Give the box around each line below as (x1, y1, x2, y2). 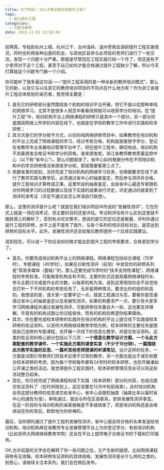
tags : (5, 12, 16, 17)
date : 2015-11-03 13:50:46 (5, 30, 60, 35)
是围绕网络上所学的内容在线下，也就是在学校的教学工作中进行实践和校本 (12, 120, 158, 125)
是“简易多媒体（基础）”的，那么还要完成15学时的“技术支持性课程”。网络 (12, 267, 155, 273)
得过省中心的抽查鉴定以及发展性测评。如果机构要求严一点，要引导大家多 (12, 298, 158, 304)
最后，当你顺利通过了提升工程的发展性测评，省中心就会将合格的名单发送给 (5, 419, 155, 424)
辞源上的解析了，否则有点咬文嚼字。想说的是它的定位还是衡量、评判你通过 (9, 216, 159, 222)
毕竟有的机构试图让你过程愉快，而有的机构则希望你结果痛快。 (20, 310, 145, 316)
